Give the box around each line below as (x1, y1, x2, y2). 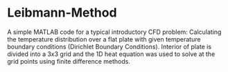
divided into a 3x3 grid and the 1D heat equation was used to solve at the (7, 50, 216, 58)
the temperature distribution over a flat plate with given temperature (7, 35, 201, 43)
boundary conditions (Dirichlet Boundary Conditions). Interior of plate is (7, 42, 212, 51)
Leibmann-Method (7, 5, 117, 21)
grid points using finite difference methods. (7, 57, 130, 65)
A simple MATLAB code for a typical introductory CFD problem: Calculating (7, 28, 222, 36)
